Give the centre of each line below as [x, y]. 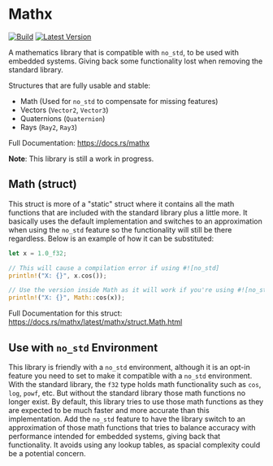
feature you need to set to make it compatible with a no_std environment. [130, 376]
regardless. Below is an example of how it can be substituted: [111, 238]
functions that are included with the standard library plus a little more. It [128, 212]
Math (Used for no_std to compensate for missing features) [119, 101]
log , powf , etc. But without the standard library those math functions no [127, 393]
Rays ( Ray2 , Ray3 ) [49, 127]
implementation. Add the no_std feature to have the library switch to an [127, 419]
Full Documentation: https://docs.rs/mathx [79, 142]
